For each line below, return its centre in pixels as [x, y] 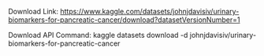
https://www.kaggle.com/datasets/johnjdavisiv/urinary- [150, 11]
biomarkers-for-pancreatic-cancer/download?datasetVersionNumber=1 [124, 20]
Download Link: [33, 11]
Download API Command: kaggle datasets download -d [98, 35]
